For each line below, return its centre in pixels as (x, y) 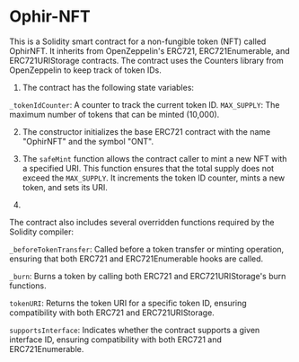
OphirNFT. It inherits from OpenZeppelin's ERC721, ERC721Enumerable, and (149, 50)
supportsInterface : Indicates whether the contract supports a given (135, 330)
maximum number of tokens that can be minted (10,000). (114, 114)
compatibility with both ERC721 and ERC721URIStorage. (112, 313)
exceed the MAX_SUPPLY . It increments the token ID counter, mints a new (154, 178)
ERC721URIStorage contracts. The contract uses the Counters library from (147, 60)
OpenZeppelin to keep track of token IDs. (85, 70)
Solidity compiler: (42, 232)
